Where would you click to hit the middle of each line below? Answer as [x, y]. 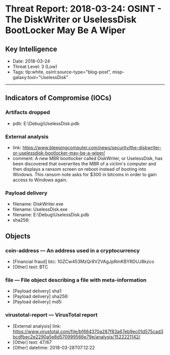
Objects [18, 236]
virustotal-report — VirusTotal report [51, 315]
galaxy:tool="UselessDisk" [40, 77]
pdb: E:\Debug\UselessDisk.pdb [46, 123]
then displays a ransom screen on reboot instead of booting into [79, 169]
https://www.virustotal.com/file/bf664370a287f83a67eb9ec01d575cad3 [88, 331]
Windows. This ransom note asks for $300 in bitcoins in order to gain [84, 174]
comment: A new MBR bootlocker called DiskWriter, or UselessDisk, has [88, 158]
